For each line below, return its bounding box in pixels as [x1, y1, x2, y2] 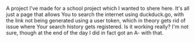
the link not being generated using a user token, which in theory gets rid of [6, 17, 186, 24]
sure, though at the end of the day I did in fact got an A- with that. [6, 29, 164, 36]
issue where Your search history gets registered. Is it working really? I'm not [6, 23, 189, 30]
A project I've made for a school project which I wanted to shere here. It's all [6, 5, 190, 12]
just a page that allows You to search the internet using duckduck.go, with [6, 11, 184, 18]
